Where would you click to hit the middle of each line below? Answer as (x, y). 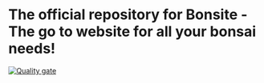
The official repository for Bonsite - (128, 15)
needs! (32, 49)
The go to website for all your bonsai (132, 32)
